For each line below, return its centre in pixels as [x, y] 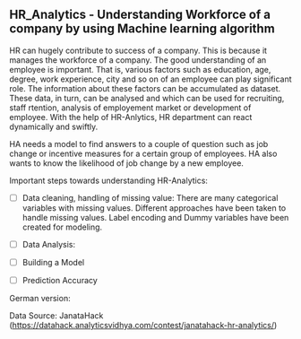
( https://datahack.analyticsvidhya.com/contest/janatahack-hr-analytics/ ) [143, 326]
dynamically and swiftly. [54, 126]
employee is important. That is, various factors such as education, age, [140, 69]
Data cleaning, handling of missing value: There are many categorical [150, 197]
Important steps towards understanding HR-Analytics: [109, 180]
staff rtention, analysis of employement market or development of [130, 108]
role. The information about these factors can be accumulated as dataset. [145, 88]
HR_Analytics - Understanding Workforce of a [140, 15]
